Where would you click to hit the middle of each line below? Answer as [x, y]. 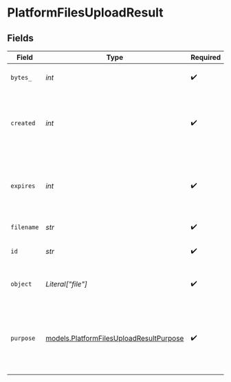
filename [25, 227]
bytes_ [21, 77]
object [21, 284]
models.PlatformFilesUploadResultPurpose [115, 338]
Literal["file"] [67, 284]
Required [206, 57]
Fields [21, 38]
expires [23, 186]
